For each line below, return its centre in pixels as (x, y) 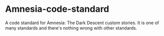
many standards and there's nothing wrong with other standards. (71, 28)
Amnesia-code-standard (57, 9)
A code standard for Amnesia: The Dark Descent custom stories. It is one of (82, 23)
